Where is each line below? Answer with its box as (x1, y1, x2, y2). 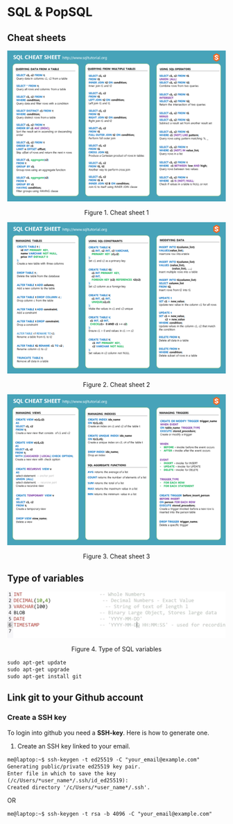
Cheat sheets (7, 32, 67, 44)
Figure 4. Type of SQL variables (71, 645, 162, 653)
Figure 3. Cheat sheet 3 (83, 552, 150, 560)
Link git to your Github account (7, 692, 144, 704)
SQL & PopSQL (7, 4, 93, 20)
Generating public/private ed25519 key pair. (7, 763, 141, 770)
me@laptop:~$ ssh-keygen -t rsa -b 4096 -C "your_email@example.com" (7, 810, 213, 817)
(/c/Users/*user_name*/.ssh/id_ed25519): (7, 777, 129, 784)
